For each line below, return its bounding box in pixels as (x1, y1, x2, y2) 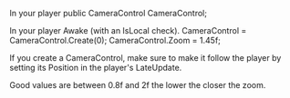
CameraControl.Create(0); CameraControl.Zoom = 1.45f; (9, 35, 222, 45)
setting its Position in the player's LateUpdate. (9, 63, 182, 73)
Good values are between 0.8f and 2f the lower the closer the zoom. (9, 80, 266, 90)
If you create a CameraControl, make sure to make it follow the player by (9, 53, 282, 63)
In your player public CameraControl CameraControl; (9, 8, 208, 18)
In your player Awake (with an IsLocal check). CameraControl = (9, 25, 247, 35)
